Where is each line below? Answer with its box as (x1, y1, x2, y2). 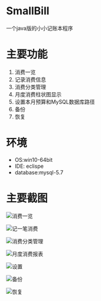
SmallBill (6, 4, 50, 18)
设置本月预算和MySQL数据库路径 (14, 98, 95, 105)
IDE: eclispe (14, 162, 44, 170)
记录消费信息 (14, 76, 46, 83)
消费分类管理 (14, 83, 46, 90)
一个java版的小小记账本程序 (6, 24, 73, 32)
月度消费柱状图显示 (14, 90, 62, 98)
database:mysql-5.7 (14, 168, 64, 176)
